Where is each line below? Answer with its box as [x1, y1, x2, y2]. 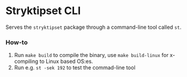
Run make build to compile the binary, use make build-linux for [14, 52, 169, 59]
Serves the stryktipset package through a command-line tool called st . [5, 24, 182, 31]
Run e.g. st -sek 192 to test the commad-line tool [14, 64, 136, 71]
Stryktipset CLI [5, 4, 81, 18]
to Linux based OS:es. [39, 58, 93, 65]
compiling [14, 58, 39, 65]
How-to [5, 38, 28, 46]
